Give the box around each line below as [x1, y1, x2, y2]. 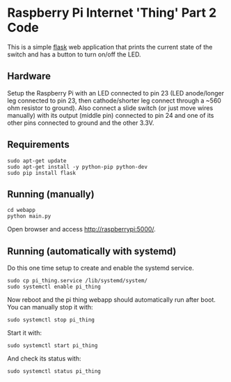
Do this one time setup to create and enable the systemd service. [7, 263, 195, 273]
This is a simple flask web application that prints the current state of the [7, 43, 213, 51]
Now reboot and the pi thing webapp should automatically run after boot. [7, 296, 216, 304]
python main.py [7, 213, 51, 220]
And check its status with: [7, 354, 81, 363]
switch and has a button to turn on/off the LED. [7, 50, 141, 59]
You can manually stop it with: [7, 303, 93, 312]
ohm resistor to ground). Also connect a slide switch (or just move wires [7, 103, 214, 112]
